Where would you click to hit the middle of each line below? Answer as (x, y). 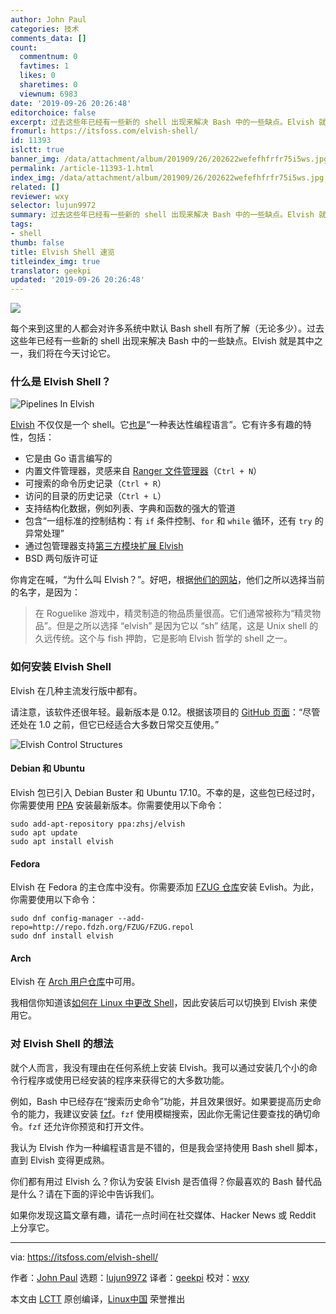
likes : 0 (37, 76)
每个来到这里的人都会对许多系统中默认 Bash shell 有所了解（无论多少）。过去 (167, 328)
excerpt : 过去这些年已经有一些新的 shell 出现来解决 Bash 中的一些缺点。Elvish (162, 122)
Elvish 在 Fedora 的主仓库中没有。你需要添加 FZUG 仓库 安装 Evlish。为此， (165, 887)
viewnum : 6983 (48, 94)
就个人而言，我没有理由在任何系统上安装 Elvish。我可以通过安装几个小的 (159, 1067)
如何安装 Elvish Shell (61, 667)
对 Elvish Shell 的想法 (62, 1044)
